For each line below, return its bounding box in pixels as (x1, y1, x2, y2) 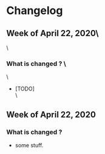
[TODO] (15, 85, 35, 92)
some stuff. (15, 141, 44, 148)
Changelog (6, 4, 63, 18)
